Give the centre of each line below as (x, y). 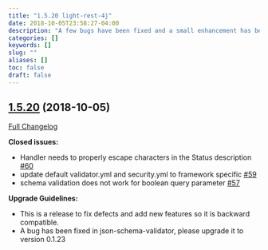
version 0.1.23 (43, 240)
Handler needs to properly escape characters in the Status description (136, 157)
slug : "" (23, 53)
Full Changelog (33, 127)
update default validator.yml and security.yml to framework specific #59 (138, 175)
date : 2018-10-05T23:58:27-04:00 (64, 23)
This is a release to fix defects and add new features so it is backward (134, 214)
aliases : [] (28, 61)
